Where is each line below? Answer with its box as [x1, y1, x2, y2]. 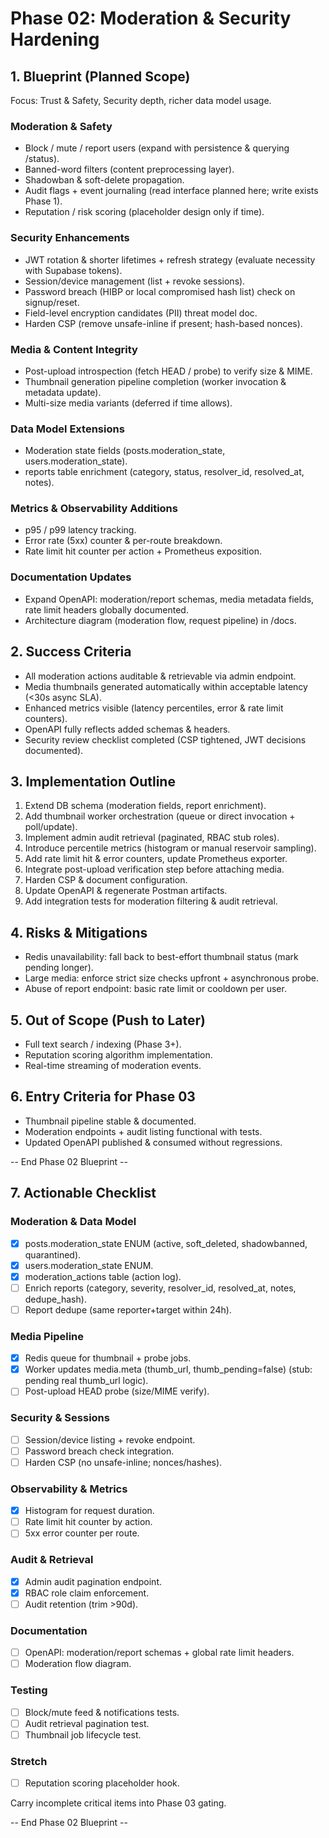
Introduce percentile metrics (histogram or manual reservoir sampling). [24, 842, 317, 854]
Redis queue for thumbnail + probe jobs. [24, 1352, 192, 1364]
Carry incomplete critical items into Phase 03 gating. [10, 1797, 227, 1809]
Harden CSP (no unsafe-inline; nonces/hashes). [24, 1456, 223, 1468]
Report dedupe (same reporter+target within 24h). [24, 1303, 232, 1316]
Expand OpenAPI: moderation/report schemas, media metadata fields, [24, 593, 315, 605]
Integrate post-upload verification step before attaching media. [24, 863, 285, 876]
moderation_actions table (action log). [24, 1270, 182, 1282]
